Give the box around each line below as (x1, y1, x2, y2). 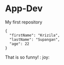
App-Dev (5, 3, 43, 14)
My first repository (5, 19, 43, 25)
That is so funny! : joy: (5, 54, 50, 60)
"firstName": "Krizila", (9, 33, 60, 38)
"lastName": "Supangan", (9, 37, 60, 42)
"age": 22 (9, 41, 29, 46)
